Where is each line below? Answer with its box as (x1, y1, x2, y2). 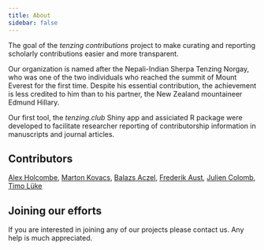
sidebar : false (8, 19, 58, 27)
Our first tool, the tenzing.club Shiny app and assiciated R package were (8, 112, 243, 122)
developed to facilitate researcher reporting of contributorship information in (8, 121, 256, 131)
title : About (8, 11, 51, 20)
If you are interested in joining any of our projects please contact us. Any (8, 225, 244, 234)
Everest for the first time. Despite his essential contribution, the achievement (8, 80, 257, 90)
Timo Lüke (8, 182, 43, 191)
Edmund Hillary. (8, 97, 60, 107)
